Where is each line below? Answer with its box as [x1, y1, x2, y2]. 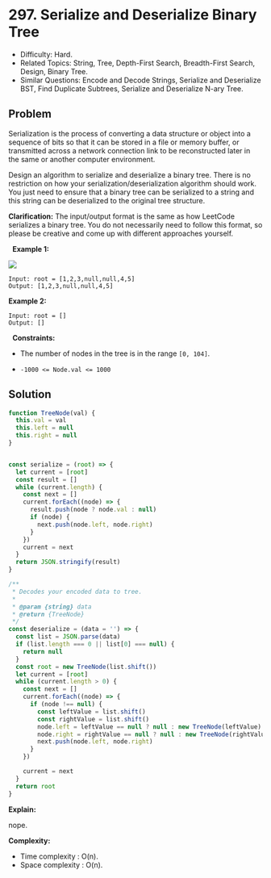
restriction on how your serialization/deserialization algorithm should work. [8, 178, 256, 188]
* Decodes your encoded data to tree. [11, 587, 143, 596]
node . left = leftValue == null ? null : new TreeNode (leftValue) [37, 722, 262, 731]
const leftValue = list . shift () [37, 708, 147, 716]
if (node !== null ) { [29, 700, 103, 709]
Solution [8, 387, 52, 401]
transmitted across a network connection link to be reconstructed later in [8, 145, 251, 155]
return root [15, 782, 56, 790]
